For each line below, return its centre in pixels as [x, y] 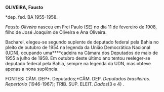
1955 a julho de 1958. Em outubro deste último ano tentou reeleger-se [78, 58]
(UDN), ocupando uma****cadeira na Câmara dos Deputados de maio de [82, 53]
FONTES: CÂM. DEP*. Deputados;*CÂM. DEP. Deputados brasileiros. [78, 79]
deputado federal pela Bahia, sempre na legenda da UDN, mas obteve [78, 63]
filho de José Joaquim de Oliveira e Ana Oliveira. [56, 32]
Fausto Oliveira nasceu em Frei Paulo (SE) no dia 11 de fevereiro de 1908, [81, 27]
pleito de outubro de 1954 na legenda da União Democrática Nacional [78, 47]
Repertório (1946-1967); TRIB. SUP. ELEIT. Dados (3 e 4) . [65, 84]
